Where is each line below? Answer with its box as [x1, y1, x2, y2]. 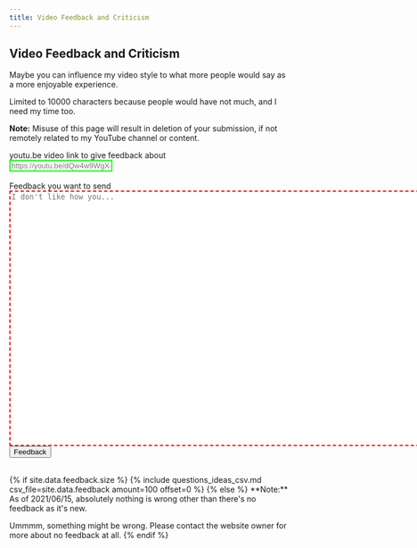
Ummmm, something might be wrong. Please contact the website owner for [9, 520, 287, 531]
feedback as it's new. [9, 503, 87, 514]
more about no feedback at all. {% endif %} [9, 530, 169, 541]
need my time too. [9, 106, 76, 117]
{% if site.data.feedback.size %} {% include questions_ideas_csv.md [9, 475, 262, 486]
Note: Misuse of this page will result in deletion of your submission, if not [9, 123, 278, 134]
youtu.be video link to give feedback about [9, 150, 167, 161]
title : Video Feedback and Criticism [9, 12, 150, 22]
